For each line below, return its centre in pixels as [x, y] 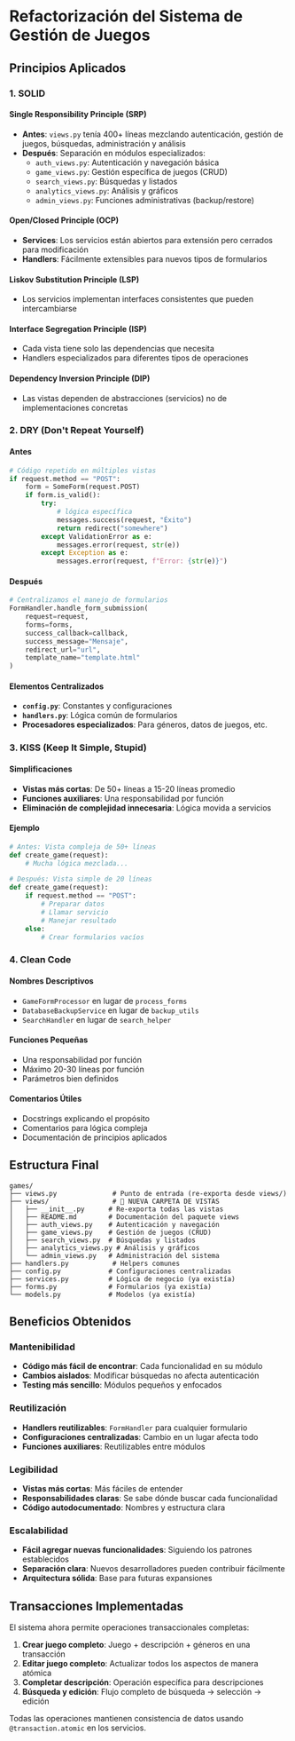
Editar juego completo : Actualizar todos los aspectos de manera [140, 1664]
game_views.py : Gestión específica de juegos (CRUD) [132, 171]
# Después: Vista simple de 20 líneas [81, 879]
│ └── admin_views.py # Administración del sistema [114, 1255]
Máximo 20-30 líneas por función [83, 1069]
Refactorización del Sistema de [126, 16]
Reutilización [38, 1408]
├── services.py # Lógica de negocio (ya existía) [123, 1279]
